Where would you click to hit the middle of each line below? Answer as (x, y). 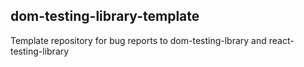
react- (281, 40)
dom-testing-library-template (105, 16)
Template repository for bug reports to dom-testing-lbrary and (138, 40)
